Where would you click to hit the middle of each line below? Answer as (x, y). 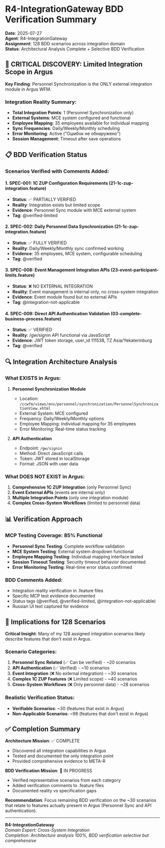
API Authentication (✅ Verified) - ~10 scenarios (61, 668)
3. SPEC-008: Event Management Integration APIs (57, 270)
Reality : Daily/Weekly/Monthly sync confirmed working (68, 248)
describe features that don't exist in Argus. (48, 639)
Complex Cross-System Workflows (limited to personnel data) (76, 503)
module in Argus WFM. (28, 89)
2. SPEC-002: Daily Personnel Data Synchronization (59, 227)
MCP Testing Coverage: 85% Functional (54, 535)
